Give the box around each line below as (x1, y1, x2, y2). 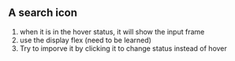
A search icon (8, 6, 77, 20)
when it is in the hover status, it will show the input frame (19, 27, 205, 36)
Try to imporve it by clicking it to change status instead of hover (19, 43, 227, 53)
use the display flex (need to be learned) (19, 35, 152, 45)
